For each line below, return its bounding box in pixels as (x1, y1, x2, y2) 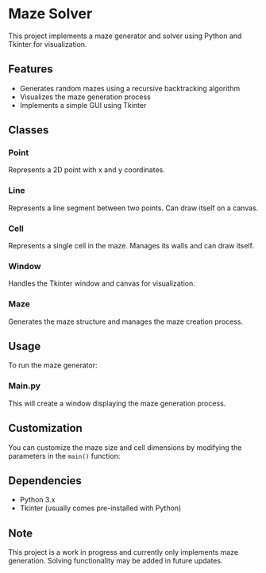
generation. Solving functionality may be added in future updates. (8, 556, 223, 566)
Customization (8, 421, 83, 435)
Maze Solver (8, 5, 93, 23)
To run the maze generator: (8, 360, 98, 370)
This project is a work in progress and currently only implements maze (8, 548, 239, 557)
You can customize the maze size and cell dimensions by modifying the (8, 442, 242, 452)
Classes (8, 124, 49, 137)
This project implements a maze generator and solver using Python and (8, 31, 242, 40)
